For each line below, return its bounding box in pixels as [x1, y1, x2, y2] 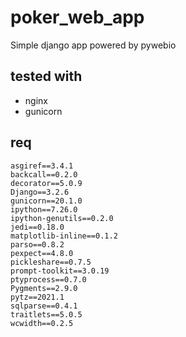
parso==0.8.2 [10, 239, 65, 250]
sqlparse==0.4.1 [10, 301, 78, 311]
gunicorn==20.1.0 [10, 196, 83, 206]
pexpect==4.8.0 [10, 248, 74, 258]
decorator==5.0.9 [10, 178, 83, 188]
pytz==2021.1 [10, 292, 65, 302]
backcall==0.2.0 [10, 169, 78, 180]
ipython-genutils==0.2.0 [10, 213, 114, 223]
